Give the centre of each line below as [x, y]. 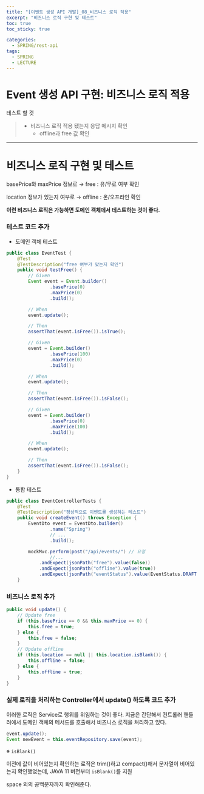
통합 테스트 [28, 489]
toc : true [19, 23]
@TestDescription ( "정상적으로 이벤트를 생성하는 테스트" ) [82, 512]
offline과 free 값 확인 [64, 133]
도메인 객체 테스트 [36, 241]
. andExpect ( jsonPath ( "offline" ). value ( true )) [97, 569]
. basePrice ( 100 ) [70, 354]
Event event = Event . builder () [68, 282]
